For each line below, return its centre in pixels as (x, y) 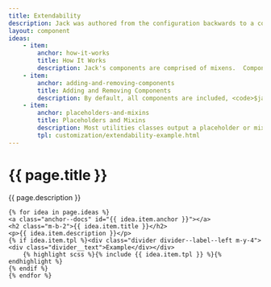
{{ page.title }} (58, 175)
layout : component (39, 31)
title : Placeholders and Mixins (92, 121)
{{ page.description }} (45, 197)
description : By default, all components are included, (133, 98)
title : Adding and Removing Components (104, 90)
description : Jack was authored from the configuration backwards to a (131, 23)
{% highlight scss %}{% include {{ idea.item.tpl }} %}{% (122, 254)
